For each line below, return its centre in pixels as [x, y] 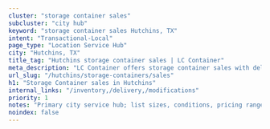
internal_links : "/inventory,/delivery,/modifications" [104, 90]
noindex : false [34, 113]
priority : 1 [28, 98]
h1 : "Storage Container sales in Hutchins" [82, 83]
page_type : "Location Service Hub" [68, 46]
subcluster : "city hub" [48, 23]
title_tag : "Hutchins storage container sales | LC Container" [117, 61]
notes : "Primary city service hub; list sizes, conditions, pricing [125, 105]
